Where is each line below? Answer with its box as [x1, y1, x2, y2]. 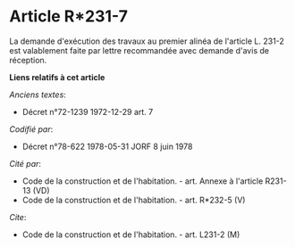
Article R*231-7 [9, 6, 128, 27]
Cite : [9, 211, 27, 222]
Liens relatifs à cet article [9, 71, 105, 82]
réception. [9, 54, 47, 65]
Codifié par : [9, 123, 54, 135]
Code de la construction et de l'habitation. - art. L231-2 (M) [21, 229, 240, 240]
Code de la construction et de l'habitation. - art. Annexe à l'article [21, 176, 264, 186]
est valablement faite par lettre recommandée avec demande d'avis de [9, 45, 270, 55]
